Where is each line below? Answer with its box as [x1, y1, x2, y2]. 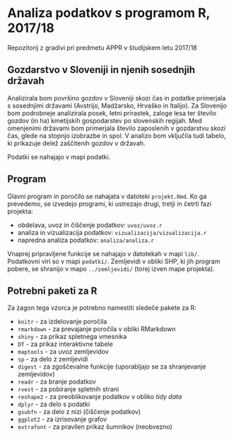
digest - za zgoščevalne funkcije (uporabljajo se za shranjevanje [17, 362, 206, 371]
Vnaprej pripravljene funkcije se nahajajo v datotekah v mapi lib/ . [7, 249, 199, 258]
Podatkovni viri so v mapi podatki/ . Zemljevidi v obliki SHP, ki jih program [7, 257, 221, 265]
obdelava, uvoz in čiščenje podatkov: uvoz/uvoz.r [17, 221, 163, 229]
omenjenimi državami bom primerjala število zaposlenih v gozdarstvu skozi [7, 124, 226, 132]
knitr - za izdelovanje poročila [17, 317, 107, 326]
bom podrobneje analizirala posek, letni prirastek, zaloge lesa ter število [7, 108, 217, 117]
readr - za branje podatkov [17, 377, 97, 386]
